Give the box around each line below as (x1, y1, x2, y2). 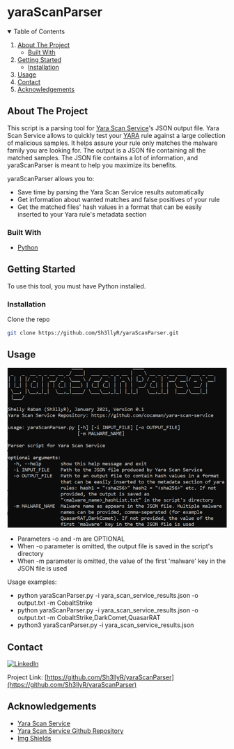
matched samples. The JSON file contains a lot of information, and (7, 153, 198, 162)
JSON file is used (17, 564, 68, 573)
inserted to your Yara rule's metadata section (17, 210, 147, 218)
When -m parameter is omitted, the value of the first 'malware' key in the (17, 557, 226, 565)
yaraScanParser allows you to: (7, 174, 95, 183)
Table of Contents (13, 27, 65, 36)
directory (17, 550, 44, 558)
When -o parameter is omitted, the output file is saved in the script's (17, 542, 214, 550)
